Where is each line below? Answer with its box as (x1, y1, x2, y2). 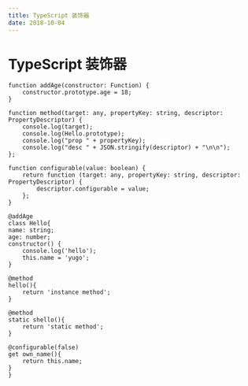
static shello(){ (8, 316, 65, 324)
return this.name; (22, 358, 83, 366)
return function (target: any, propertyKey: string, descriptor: (22, 171, 242, 180)
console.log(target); (22, 123, 93, 131)
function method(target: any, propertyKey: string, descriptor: (8, 109, 224, 117)
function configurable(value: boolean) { (8, 165, 146, 173)
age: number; (8, 233, 51, 241)
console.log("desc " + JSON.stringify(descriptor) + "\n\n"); (22, 143, 231, 152)
